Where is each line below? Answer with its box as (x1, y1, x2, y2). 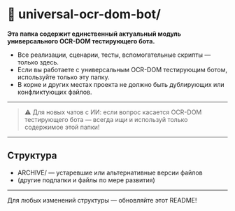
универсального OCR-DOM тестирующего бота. (7, 36, 155, 45)
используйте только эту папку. (17, 73, 110, 81)
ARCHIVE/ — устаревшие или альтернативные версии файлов (17, 168, 203, 177)
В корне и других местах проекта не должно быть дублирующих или (17, 80, 225, 88)
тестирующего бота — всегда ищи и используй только (24, 115, 188, 123)
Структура (7, 150, 57, 162)
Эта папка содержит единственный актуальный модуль (7, 29, 182, 38)
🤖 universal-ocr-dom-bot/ (7, 6, 161, 22)
